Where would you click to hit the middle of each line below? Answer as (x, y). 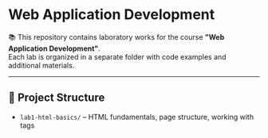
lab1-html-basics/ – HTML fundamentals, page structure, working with (136, 117)
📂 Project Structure (57, 98)
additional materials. (41, 65)
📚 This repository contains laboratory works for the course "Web (116, 36)
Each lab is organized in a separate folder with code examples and (117, 56)
